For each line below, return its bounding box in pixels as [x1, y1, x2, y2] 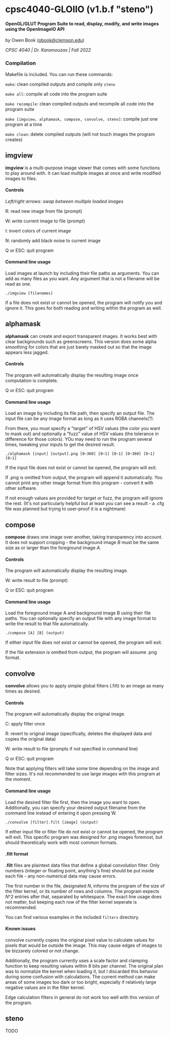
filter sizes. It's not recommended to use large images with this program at [5, 771, 160, 777]
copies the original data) [5, 736, 56, 742]
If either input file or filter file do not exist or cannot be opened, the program [5, 828, 163, 834]
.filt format [5, 851, 29, 857]
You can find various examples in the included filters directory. [5, 914, 140, 920]
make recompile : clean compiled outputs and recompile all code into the [5, 100, 154, 107]
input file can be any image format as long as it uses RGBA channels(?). [5, 415, 154, 421]
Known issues [5, 926, 36, 932]
